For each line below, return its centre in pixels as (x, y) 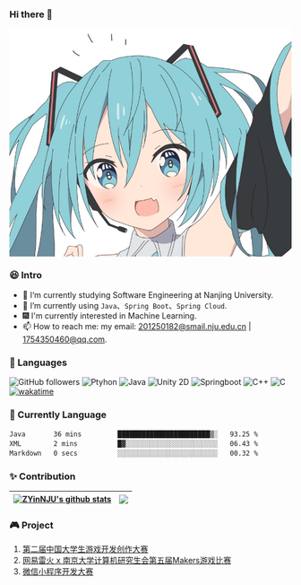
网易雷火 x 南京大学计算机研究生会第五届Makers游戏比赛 (127, 561)
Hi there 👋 (31, 14)
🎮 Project (31, 525)
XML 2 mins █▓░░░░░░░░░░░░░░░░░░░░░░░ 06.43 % (133, 444)
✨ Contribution (43, 476)
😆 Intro (26, 275)
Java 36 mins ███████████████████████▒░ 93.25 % (133, 434)
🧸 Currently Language (58, 415)
